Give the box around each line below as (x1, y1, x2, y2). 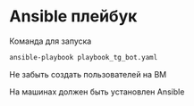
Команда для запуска (9, 36, 92, 46)
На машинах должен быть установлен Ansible (9, 86, 185, 97)
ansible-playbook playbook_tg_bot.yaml (9, 53, 158, 61)
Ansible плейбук (9, 6, 138, 27)
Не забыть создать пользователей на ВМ (9, 69, 167, 79)
